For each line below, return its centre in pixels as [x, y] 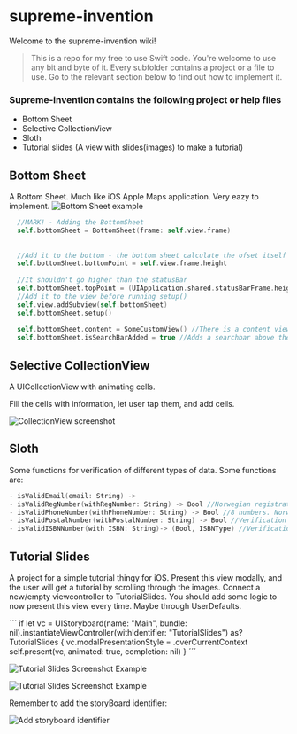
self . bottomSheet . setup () [65, 313]
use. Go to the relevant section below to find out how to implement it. [156, 76]
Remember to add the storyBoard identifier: [88, 703]
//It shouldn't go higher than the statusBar [103, 280]
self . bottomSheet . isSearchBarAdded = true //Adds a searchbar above [146, 338]
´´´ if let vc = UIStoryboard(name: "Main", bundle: [98, 623]
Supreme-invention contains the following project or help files [145, 99]
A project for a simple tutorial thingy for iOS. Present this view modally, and [146, 577]
